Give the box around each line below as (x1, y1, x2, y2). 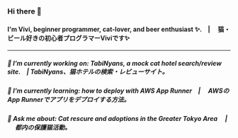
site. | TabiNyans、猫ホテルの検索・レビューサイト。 (7, 67, 169, 76)
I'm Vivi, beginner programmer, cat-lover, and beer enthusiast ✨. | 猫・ (7, 25, 231, 33)
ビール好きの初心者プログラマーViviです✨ (7, 33, 130, 42)
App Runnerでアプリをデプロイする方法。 (7, 96, 130, 104)
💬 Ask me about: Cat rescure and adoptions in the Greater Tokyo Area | (7, 115, 228, 123)
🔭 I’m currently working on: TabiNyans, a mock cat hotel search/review (7, 59, 222, 67)
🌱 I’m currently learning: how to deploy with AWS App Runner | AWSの (7, 86, 229, 95)
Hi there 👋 (7, 6, 42, 16)
